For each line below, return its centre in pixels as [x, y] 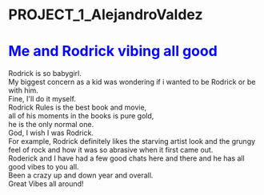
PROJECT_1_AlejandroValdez [106, 15]
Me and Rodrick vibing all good [113, 52]
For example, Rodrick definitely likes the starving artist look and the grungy [132, 141]
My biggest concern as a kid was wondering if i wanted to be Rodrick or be [132, 82]
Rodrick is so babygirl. [45, 74]
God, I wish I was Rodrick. [51, 133]
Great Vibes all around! [46, 184]
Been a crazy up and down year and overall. [81, 175]
